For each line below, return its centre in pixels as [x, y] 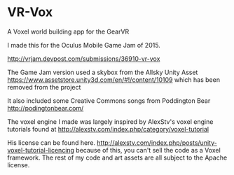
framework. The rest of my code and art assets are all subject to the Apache [117, 157]
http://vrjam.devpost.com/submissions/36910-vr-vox [84, 58]
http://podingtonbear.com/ [46, 108]
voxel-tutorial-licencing [41, 150]
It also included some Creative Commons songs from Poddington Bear [109, 100]
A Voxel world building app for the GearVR [68, 31]
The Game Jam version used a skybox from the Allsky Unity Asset [103, 72]
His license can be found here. [51, 142]
